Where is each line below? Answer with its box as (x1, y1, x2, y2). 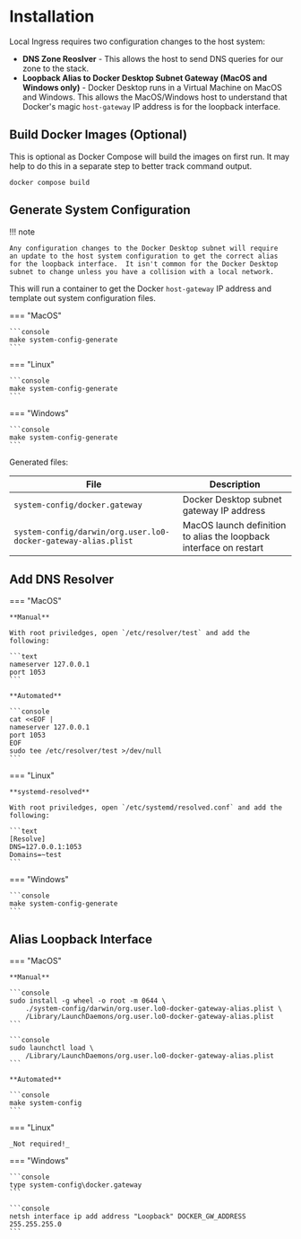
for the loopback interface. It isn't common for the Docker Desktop (9, 259, 279, 269)
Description (209, 478, 261, 491)
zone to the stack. (21, 63, 90, 74)
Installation (9, 6, 95, 27)
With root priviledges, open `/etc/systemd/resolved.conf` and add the (9, 803, 282, 812)
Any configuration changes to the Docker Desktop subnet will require (9, 243, 279, 252)
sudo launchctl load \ (9, 1044, 94, 1053)
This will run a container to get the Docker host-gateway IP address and (9, 283, 271, 294)
